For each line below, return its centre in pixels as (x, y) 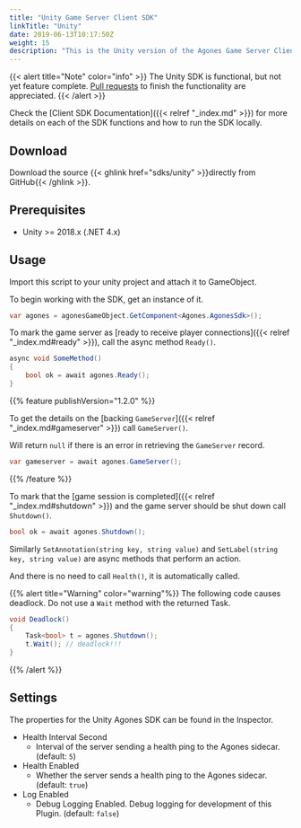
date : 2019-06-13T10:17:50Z (62, 34)
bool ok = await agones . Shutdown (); (77, 532)
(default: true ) (62, 784)
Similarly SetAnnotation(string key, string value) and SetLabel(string (144, 549)
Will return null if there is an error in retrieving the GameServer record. (137, 445)
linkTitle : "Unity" (46, 26)
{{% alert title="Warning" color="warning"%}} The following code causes (145, 593)
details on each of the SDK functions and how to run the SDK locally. (136, 123)
